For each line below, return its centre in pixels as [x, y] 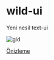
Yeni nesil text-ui [27, 28]
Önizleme [18, 51]
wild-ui [24, 11]
